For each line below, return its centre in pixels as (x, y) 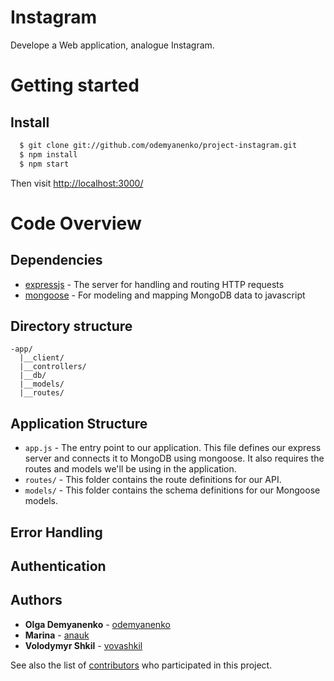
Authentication (58, 566)
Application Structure (79, 423)
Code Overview (76, 223)
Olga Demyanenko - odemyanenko (97, 624)
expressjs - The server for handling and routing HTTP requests (154, 284)
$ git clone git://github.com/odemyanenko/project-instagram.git (158, 145)
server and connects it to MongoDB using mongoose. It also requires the (174, 458)
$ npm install (48, 154)
